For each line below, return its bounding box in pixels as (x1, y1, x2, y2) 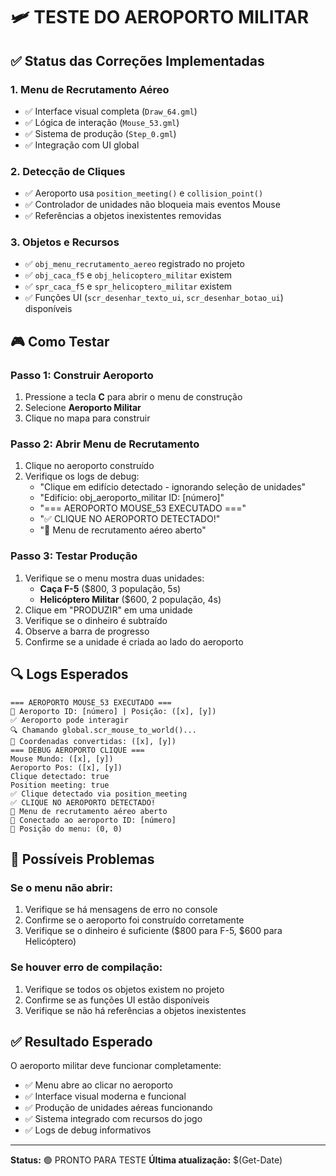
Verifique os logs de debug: (24, 470, 140, 483)
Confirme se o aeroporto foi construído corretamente (24, 914, 245, 926)
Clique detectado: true (10, 771, 110, 781)
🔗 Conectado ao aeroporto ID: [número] (10, 815, 177, 825)
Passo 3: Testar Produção (10, 549, 138, 563)
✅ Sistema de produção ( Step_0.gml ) (24, 127, 177, 139)
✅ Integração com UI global (24, 139, 140, 151)
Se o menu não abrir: (10, 880, 113, 894)
